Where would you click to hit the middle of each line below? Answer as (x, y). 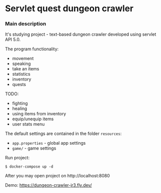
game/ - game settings (34, 148)
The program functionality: (32, 49)
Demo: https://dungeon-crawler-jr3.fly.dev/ (49, 185)
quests (19, 85)
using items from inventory (39, 114)
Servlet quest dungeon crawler (69, 9)
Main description (26, 24)
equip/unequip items (33, 119)
